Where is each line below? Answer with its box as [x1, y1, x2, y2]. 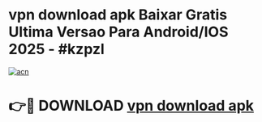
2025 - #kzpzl [8, 40, 105, 58]
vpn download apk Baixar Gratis [8, 6, 228, 24]
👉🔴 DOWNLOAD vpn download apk [8, 97, 254, 115]
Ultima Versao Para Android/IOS [8, 23, 229, 41]
